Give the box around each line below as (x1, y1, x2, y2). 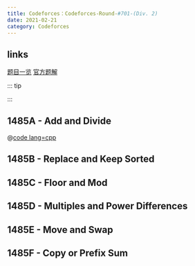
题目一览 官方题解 (7, 68, 57, 76)
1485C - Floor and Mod (7, 177, 108, 189)
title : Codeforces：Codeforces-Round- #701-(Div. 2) (7, 10, 158, 17)
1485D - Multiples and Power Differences (7, 200, 188, 212)
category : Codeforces (7, 23, 70, 30)
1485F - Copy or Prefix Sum (7, 247, 128, 259)
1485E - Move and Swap (7, 224, 113, 236)
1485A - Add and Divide (7, 115, 112, 126)
